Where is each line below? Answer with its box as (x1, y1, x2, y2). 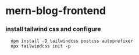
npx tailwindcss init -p (10, 43, 71, 49)
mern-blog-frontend (5, 4, 106, 18)
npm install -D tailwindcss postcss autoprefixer (10, 38, 133, 44)
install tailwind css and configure (5, 25, 101, 33)
